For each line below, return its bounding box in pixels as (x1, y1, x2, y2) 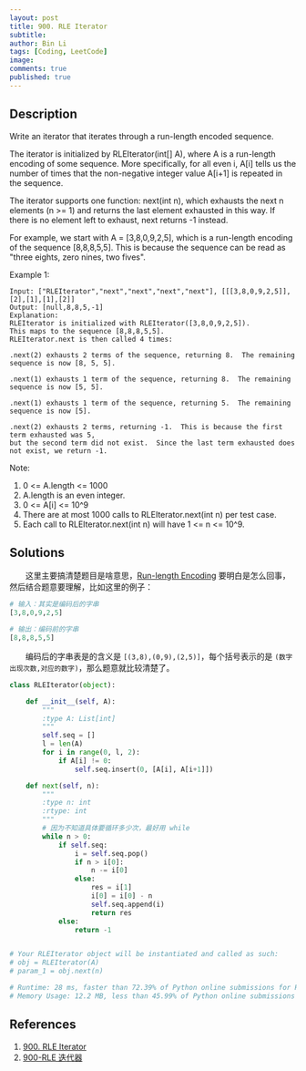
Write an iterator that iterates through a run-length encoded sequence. (9, 130, 274, 141)
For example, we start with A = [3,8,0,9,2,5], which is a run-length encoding (9, 232, 293, 242)
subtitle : (9, 30, 47, 39)
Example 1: (9, 269, 50, 280)
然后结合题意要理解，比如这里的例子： (9, 582, 153, 592)
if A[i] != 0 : (57, 756, 112, 766)
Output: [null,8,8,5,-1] (9, 303, 104, 312)
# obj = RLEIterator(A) (9, 958, 100, 967)
